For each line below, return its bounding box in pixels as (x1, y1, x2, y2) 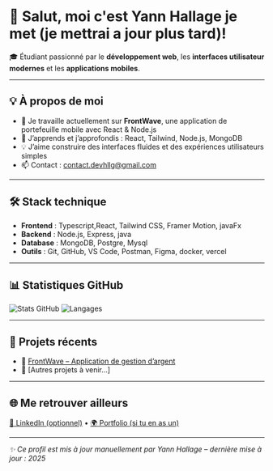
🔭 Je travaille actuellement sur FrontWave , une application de (20, 116, 228, 125)
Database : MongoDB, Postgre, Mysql (20, 238, 148, 248)
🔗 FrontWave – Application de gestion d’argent (20, 356, 176, 367)
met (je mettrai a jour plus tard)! (9, 24, 227, 43)
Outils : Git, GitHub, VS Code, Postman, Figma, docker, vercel (20, 246, 227, 256)
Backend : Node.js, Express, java (20, 229, 132, 239)
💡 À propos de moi (9, 95, 104, 108)
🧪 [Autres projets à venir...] (20, 365, 111, 375)
